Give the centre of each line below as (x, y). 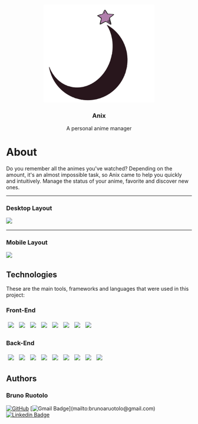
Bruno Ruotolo (27, 396)
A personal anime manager (99, 128)
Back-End (20, 343)
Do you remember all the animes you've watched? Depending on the (89, 168)
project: (16, 295)
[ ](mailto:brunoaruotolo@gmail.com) (93, 408)
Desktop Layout (29, 208)
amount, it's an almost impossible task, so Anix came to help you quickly (94, 175)
